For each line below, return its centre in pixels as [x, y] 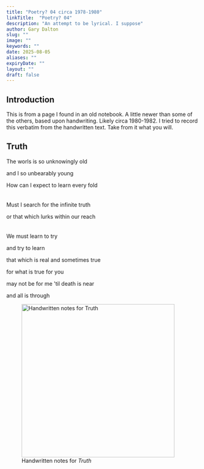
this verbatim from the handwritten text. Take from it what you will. [90, 128]
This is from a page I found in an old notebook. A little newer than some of [100, 115]
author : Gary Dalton [33, 29]
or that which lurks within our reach [51, 216]
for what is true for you [35, 272]
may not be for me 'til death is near [50, 283]
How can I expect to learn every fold [52, 185]
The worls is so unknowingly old [47, 161]
